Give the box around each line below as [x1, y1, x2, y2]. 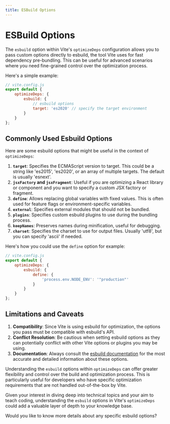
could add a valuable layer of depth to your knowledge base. [5, 403, 133, 409]
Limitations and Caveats [5, 310, 84, 319]
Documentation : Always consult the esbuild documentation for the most [12, 350, 165, 357]
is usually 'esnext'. [12, 174, 52, 180]
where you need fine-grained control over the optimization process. [5, 62, 148, 69]
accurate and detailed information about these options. [12, 356, 129, 362]
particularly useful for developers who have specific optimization [5, 377, 142, 383]
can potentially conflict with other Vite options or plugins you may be [12, 339, 158, 346]
